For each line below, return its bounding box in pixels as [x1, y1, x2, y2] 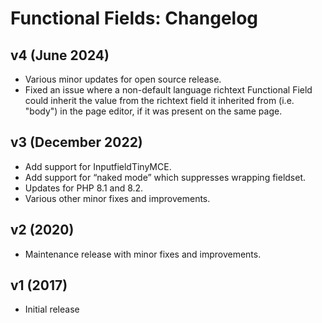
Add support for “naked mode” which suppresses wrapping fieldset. [24, 171, 307, 183]
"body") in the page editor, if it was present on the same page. [24, 105, 283, 117]
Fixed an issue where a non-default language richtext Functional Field [24, 84, 313, 96]
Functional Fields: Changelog [10, 7, 259, 30]
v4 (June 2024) [10, 47, 110, 64]
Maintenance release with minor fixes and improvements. [24, 248, 262, 260]
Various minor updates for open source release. [24, 73, 222, 85]
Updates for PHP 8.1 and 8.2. [24, 182, 144, 194]
